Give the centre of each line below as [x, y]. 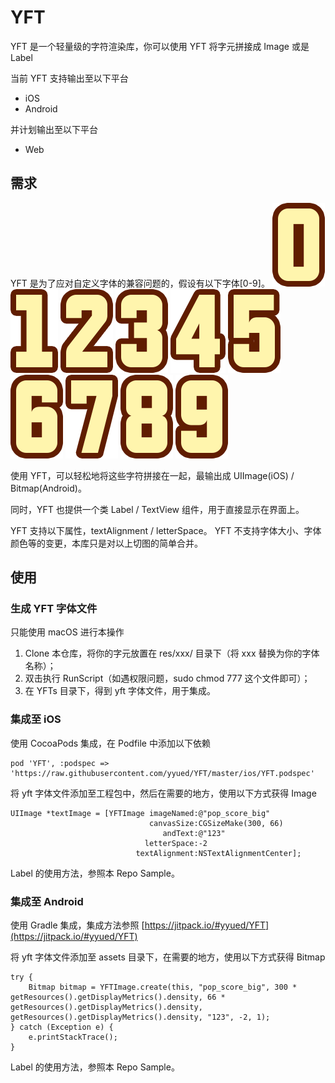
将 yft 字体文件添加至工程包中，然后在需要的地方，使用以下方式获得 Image [163, 793]
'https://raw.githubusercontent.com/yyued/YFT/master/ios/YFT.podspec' [162, 773]
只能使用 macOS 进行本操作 [67, 632]
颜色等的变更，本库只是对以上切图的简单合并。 [106, 543]
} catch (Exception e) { [62, 1027]
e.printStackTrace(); [73, 1037]
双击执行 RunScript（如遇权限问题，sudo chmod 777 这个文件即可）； [167, 678]
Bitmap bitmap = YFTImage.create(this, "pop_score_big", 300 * [163, 987]
